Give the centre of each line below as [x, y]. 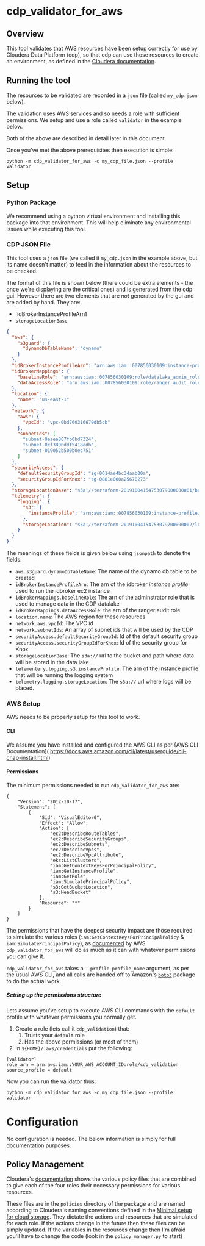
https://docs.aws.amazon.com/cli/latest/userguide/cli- [118, 751]
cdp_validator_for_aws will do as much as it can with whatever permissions [101, 950]
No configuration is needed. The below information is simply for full [91, 1139]
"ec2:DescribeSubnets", [80, 844]
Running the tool [38, 81]
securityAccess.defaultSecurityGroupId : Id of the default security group [106, 636]
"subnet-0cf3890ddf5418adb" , [59, 445]
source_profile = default [39, 1070]
